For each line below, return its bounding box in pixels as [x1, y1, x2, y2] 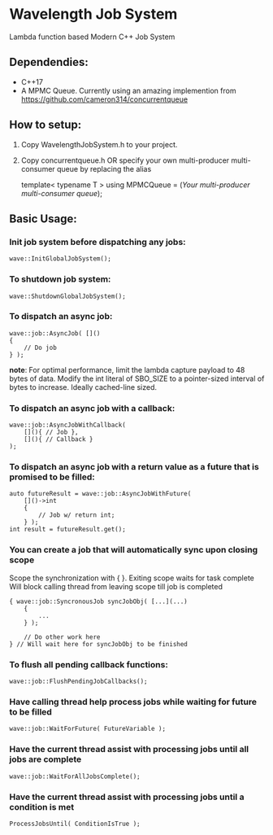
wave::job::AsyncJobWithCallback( [9, 421, 127, 430]
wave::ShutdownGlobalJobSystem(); [9, 292, 127, 300]
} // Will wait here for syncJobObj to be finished [9, 640, 188, 648]
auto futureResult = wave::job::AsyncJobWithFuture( [9, 490, 192, 498]
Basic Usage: [9, 212, 77, 225]
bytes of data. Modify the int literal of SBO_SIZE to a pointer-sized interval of [9, 374, 265, 383]
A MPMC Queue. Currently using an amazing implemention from [20, 85, 236, 95]
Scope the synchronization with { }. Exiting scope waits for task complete [9, 573, 254, 583]
